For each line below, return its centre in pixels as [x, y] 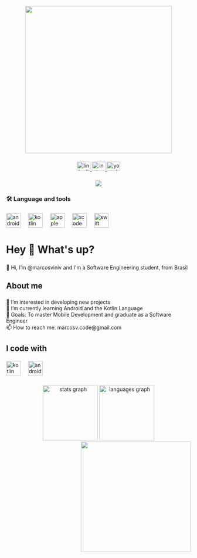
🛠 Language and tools [39, 198]
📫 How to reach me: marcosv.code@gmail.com [64, 328]
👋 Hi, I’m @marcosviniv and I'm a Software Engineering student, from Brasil [97, 267]
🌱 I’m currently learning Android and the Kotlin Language [74, 308]
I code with [27, 348]
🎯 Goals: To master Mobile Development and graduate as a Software [89, 315]
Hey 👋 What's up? [50, 249]
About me [24, 286]
